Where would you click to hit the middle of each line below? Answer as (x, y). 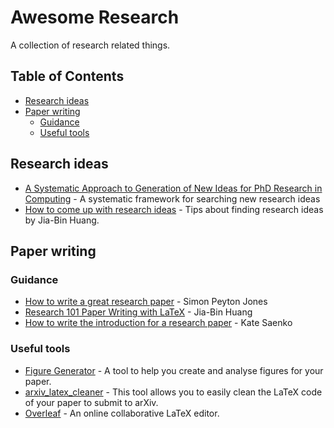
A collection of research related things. (90, 45)
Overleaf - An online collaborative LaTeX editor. (122, 413)
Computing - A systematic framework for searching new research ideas (172, 198)
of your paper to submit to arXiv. (91, 402)
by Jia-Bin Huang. (62, 220)
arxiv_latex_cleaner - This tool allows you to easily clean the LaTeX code (173, 392)
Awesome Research (95, 17)
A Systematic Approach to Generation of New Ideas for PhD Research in (173, 188)
